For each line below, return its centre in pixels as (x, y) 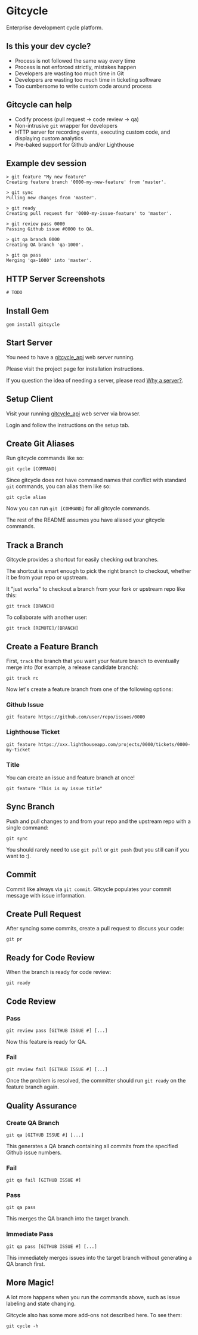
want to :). (19, 856)
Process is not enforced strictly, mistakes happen (75, 67)
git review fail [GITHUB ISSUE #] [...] (57, 1069)
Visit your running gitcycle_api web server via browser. (73, 414)
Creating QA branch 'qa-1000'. (45, 245)
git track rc (22, 679)
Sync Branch (30, 807)
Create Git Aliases (40, 444)
